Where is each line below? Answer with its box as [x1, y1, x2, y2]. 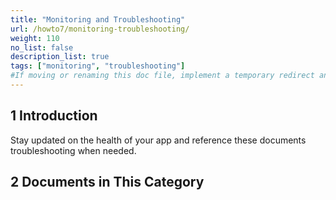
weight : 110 [10, 33, 60, 43]
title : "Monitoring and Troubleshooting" [10, 14, 186, 25]
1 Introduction [10, 107, 98, 125]
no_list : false [10, 42, 74, 53]
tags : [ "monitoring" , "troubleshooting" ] [10, 61, 186, 71]
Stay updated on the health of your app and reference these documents [10, 134, 307, 146]
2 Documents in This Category [10, 174, 205, 191]
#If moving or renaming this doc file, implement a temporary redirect [10, 71, 315, 81]
